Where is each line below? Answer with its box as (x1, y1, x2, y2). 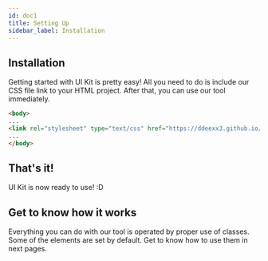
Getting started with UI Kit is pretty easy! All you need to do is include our (8, 77, 250, 87)
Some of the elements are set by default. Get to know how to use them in (8, 235, 249, 245)
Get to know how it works (8, 205, 137, 219)
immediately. (8, 94, 50, 104)
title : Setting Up (8, 19, 69, 27)
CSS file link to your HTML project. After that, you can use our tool (8, 85, 226, 96)
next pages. (8, 244, 48, 254)
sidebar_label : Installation (8, 26, 105, 34)
